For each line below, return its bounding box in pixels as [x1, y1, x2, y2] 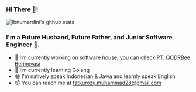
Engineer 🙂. [6, 40, 40, 49]
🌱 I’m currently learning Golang [14, 66, 90, 73]
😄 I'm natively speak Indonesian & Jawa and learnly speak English [14, 73, 176, 80]
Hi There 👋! [6, 5, 39, 13]
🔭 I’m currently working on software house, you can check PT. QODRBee [14, 54, 191, 61]
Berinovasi [14, 60, 40, 67]
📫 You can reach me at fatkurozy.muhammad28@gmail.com [14, 79, 162, 86]
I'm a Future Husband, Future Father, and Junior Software [6, 33, 173, 42]
